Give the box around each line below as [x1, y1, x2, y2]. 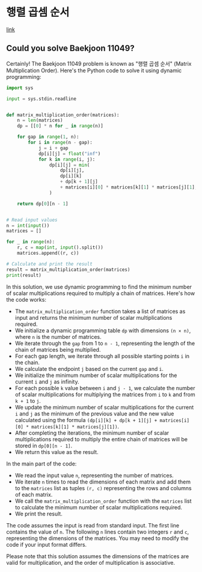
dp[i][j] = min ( [49, 162, 90, 168]
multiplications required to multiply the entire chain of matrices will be [14, 435, 188, 443]
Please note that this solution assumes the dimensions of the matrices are [6, 552, 189, 560]
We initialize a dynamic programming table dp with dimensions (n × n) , [14, 326, 191, 334]
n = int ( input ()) [6, 222, 50, 229]
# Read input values [6, 217, 58, 223]
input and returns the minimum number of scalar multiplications [14, 314, 173, 321]
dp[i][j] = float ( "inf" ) [38, 151, 101, 157]
